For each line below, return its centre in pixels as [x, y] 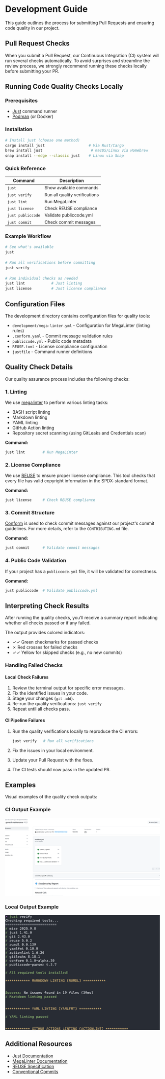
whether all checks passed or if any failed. [48, 623]
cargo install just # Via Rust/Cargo [65, 145]
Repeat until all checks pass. [41, 709]
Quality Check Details [39, 367]
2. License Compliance [33, 465]
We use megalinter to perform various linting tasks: [57, 402]
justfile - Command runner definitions [52, 352]
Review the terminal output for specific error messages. [69, 688]
